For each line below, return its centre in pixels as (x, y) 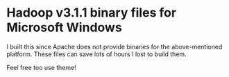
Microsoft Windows (64, 27)
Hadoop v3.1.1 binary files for (92, 13)
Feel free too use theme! (42, 67)
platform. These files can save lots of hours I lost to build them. (96, 54)
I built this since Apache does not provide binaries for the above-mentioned (114, 46)
